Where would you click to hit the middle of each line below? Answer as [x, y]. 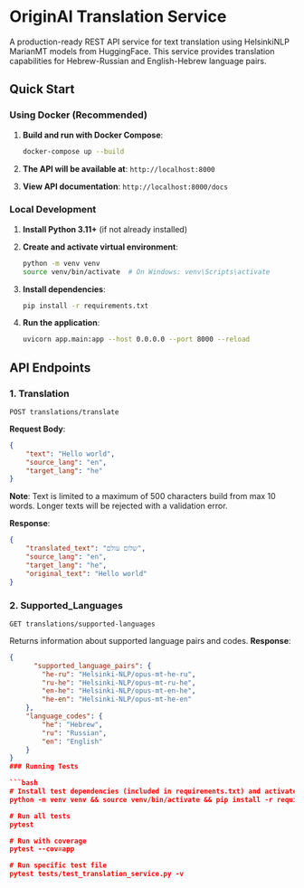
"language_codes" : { [64, 716]
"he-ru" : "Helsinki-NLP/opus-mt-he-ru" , [119, 674]
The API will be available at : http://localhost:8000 [119, 168]
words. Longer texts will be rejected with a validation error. [119, 506]
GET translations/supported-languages [82, 624]
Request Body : [38, 429]
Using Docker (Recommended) [78, 115]
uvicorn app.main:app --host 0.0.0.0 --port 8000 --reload [136, 340]
